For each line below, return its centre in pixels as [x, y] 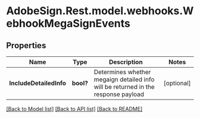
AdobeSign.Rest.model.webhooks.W [100, 11]
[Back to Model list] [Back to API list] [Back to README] [74, 109]
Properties [26, 45]
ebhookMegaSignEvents [68, 23]
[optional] [177, 83]
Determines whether [122, 72]
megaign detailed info [124, 79]
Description [126, 62]
